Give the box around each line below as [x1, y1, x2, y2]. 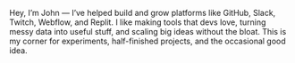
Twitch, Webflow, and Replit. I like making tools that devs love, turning [9, 17, 266, 28]
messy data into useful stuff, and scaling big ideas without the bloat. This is [9, 27, 287, 36]
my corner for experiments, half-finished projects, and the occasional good [9, 35, 286, 46]
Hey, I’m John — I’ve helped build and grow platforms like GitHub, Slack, [9, 8, 276, 18]
